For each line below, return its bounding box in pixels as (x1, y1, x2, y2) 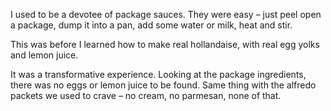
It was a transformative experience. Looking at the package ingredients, (10, 69, 307, 80)
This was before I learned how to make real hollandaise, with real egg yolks (10, 39, 320, 50)
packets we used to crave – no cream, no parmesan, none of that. (10, 90, 282, 101)
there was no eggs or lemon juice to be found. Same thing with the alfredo (10, 79, 317, 91)
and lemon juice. (10, 49, 79, 61)
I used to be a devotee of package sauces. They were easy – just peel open (10, 9, 322, 20)
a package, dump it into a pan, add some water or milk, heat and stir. (10, 19, 293, 31)
